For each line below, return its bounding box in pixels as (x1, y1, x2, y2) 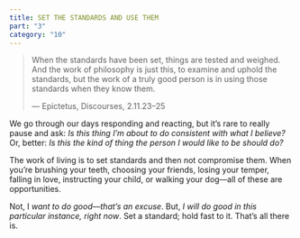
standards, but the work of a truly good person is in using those (31, 74, 268, 85)
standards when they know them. (31, 83, 156, 95)
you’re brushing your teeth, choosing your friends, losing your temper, (9, 164, 270, 176)
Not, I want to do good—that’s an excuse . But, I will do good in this (9, 201, 257, 212)
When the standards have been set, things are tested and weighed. (31, 55, 281, 66)
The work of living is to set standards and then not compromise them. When (9, 155, 292, 166)
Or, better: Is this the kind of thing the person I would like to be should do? (9, 137, 284, 149)
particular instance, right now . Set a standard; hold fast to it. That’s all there (9, 211, 290, 222)
